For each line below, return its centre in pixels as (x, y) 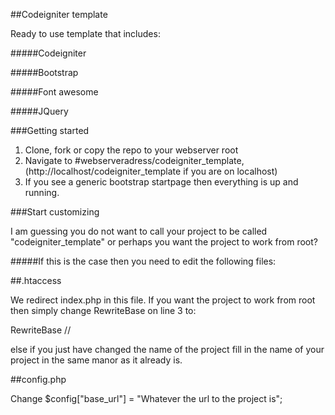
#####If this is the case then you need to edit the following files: (143, 261)
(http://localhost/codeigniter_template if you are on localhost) (151, 171)
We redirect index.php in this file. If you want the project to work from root (163, 300)
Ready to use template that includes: (85, 33)
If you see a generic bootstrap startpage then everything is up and (161, 182)
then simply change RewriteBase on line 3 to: (103, 310)
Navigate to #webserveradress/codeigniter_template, (134, 160)
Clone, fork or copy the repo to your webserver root (131, 150)
